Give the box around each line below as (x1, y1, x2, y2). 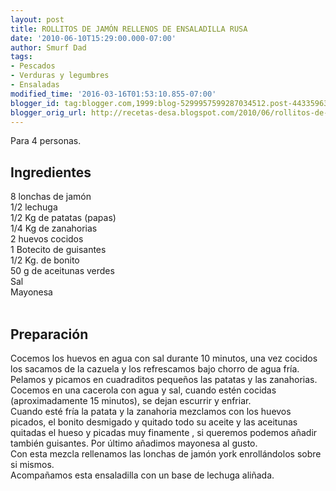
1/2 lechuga (10, 201, 58, 213)
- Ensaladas (10, 80, 60, 90)
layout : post (10, 14, 65, 25)
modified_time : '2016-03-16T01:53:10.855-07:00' (10, 89, 217, 99)
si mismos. (10, 459, 55, 470)
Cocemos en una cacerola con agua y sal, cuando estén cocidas (10, 384, 277, 396)
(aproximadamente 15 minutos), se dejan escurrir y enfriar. (10, 395, 252, 406)
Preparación (10, 326, 89, 343)
